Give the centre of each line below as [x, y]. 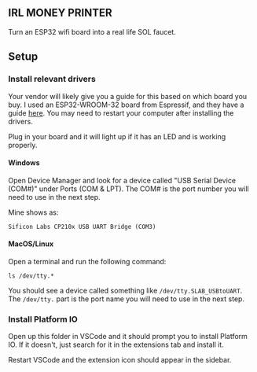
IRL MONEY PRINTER [60, 13]
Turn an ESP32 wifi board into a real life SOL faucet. [92, 31]
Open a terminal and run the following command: [87, 261]
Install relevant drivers [52, 79]
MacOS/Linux [31, 244]
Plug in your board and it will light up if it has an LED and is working [117, 136]
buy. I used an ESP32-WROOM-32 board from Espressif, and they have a [126, 105]
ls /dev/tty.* [31, 276]
